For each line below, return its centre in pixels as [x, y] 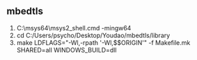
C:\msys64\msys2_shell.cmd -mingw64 [74, 28]
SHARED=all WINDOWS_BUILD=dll [66, 50]
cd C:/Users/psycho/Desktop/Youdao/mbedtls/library [93, 35]
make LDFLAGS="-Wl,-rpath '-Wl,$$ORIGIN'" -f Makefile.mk [103, 42]
